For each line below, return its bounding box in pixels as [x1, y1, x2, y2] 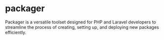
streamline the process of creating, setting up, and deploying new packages [5, 24, 159, 30]
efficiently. [5, 29, 27, 35]
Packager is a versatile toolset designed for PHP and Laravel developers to [5, 19, 156, 25]
